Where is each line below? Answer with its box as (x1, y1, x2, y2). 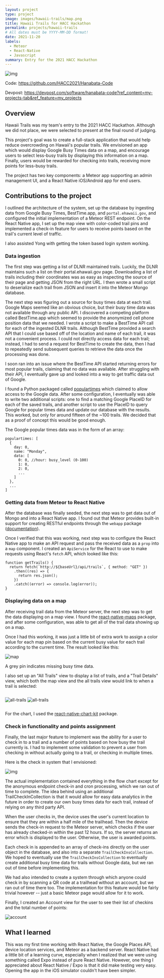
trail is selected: (5, 683, 37, 689)
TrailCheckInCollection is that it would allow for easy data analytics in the (5, 794, 153, 800)
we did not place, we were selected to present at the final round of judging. (5, 127, 157, 133)
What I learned (5, 928, 51, 937)
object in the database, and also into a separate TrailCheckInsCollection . (5, 849, 154, 855)
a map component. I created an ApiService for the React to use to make (5, 546, 147, 552)
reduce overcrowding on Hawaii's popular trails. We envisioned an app (5, 142, 148, 148)
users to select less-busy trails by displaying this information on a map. (5, 152, 149, 158)
